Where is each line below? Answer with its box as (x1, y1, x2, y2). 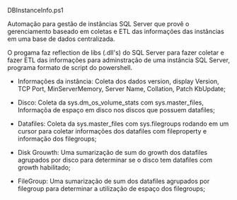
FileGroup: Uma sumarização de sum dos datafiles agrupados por (17, 177, 210, 185)
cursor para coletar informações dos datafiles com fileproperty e (17, 127, 207, 135)
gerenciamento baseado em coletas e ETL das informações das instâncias (7, 28, 224, 35)
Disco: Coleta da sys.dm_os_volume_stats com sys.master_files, (17, 98, 204, 107)
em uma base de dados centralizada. (7, 35, 115, 43)
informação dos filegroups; (17, 134, 97, 143)
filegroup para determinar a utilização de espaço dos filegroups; (17, 184, 205, 193)
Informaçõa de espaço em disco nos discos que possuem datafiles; (17, 106, 216, 114)
